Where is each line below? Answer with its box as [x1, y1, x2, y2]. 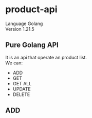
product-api [5, 4, 58, 15]
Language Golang [5, 20, 43, 27]
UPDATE [12, 86, 31, 92]
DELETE [12, 91, 30, 98]
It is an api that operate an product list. [5, 54, 87, 60]
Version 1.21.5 [5, 26, 34, 32]
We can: [5, 60, 23, 66]
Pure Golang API [5, 41, 59, 50]
